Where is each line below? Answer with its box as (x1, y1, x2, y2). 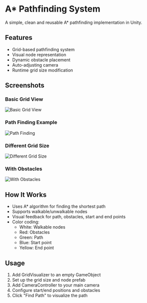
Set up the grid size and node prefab (12, 277, 86, 283)
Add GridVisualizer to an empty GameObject (12, 271, 101, 278)
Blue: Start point (19, 240, 52, 246)
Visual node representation (12, 52, 66, 57)
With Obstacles (5, 165, 43, 172)
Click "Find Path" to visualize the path (12, 292, 88, 298)
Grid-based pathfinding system (12, 46, 75, 52)
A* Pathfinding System (5, 3, 100, 15)
